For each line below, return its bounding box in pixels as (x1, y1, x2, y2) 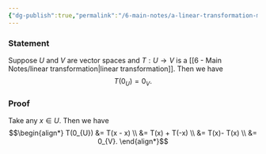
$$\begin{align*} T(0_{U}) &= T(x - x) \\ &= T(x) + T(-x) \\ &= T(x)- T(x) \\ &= (9, 128, 257, 138)
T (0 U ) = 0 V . (113, 76, 153, 88)
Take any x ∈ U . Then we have (8, 116, 109, 126)
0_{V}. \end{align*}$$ (97, 137, 169, 146)
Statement (8, 37, 50, 48)
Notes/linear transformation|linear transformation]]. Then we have (8, 64, 223, 73)
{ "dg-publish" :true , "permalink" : (8, 11, 119, 20)
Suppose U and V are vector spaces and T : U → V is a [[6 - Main (8, 55, 222, 65)
